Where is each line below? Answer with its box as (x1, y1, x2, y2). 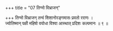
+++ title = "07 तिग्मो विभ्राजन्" (5, 5, 60, 10)
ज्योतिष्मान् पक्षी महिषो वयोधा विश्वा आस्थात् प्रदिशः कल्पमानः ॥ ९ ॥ (5, 20, 108, 26)
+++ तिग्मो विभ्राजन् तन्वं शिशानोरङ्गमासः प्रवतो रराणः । (5, 15, 93, 20)
